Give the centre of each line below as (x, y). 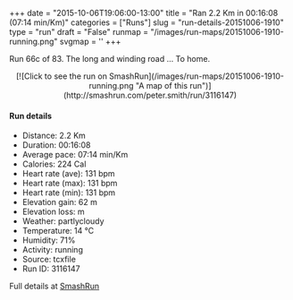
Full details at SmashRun (54, 287)
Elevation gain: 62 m (60, 202)
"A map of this (162, 86)
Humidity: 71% (49, 240)
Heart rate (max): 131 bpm (70, 184)
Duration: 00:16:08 (56, 145)
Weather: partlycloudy (63, 221)
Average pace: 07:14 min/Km (75, 155)
